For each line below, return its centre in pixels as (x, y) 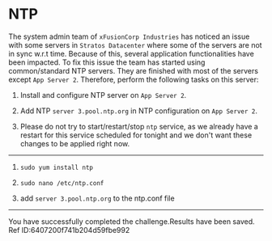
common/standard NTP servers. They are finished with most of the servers (134, 70)
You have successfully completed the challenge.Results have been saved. (132, 221)
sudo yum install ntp (56, 167)
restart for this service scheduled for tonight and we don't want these (136, 135)
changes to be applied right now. (75, 143)
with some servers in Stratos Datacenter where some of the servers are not (135, 44)
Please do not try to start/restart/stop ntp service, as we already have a (139, 126)
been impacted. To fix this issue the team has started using (107, 62)
